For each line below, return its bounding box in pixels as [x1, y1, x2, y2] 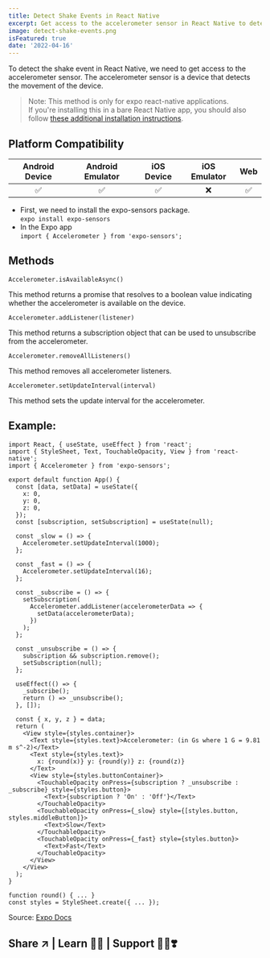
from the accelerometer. [8, 336, 88, 346]
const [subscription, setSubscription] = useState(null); [15, 518, 215, 526]
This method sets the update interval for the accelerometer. [8, 395, 205, 405]
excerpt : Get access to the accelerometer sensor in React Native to [8, 19, 247, 27]
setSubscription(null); [22, 659, 103, 667]
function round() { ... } [8, 891, 95, 899]
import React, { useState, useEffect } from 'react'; [8, 440, 193, 448]
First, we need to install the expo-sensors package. [19, 204, 190, 214]
